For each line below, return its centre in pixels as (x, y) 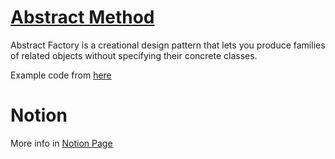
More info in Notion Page (61, 143)
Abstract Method (82, 17)
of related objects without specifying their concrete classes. (134, 55)
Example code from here (61, 75)
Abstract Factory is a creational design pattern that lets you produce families (168, 45)
